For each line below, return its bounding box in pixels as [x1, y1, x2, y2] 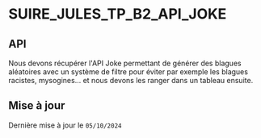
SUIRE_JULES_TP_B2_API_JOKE [8, 5, 227, 23]
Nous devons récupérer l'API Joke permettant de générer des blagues [8, 58, 242, 68]
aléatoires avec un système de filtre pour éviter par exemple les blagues [8, 67, 249, 77]
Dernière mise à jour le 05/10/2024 [8, 120, 123, 130]
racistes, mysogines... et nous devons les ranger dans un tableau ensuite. [8, 76, 254, 85]
